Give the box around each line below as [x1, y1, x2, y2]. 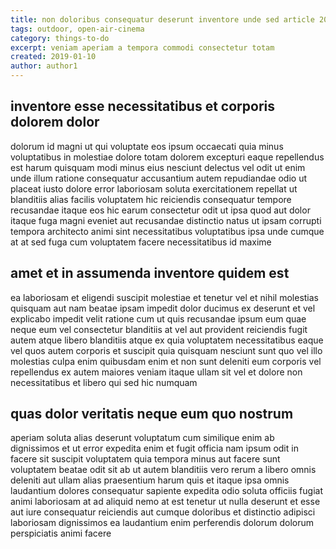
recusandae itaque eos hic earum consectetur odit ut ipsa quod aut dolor [10, 204, 311, 216]
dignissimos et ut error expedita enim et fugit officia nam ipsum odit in [10, 442, 299, 455]
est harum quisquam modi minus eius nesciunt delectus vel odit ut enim [10, 161, 306, 173]
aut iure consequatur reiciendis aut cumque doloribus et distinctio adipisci [10, 506, 316, 518]
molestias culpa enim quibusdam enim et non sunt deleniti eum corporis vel [10, 355, 322, 367]
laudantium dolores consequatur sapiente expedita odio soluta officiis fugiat [10, 485, 323, 497]
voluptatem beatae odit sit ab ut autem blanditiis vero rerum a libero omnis [10, 464, 317, 476]
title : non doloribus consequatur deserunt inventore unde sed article [10, 14, 315, 25]
